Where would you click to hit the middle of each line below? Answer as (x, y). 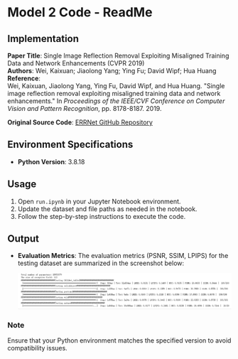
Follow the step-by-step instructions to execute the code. (102, 216)
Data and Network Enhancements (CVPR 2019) (76, 63)
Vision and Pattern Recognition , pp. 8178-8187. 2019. (85, 108)
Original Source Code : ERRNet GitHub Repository (80, 122)
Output (23, 239)
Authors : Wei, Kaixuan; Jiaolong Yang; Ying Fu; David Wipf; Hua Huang (112, 71)
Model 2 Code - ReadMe (80, 12)
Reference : (24, 78)
